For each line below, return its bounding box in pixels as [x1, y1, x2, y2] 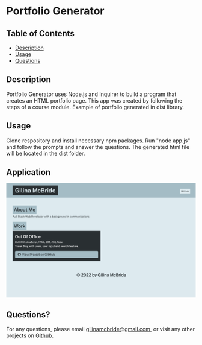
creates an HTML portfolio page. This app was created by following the [6, 97, 183, 104]
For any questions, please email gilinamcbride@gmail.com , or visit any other [6, 325, 195, 332]
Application [6, 167, 51, 177]
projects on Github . [6, 332, 54, 339]
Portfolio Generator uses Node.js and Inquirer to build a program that [6, 90, 177, 98]
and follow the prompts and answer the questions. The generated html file [6, 143, 190, 150]
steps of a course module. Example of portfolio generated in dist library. [6, 103, 185, 110]
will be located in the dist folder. [6, 150, 85, 157]
